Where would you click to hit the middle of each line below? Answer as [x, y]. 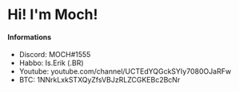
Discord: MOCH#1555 [55, 55]
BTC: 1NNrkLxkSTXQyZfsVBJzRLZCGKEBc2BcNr [100, 80]
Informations [30, 36]
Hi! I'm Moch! [53, 15]
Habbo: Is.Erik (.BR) [52, 63]
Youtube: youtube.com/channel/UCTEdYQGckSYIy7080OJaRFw [125, 71]
